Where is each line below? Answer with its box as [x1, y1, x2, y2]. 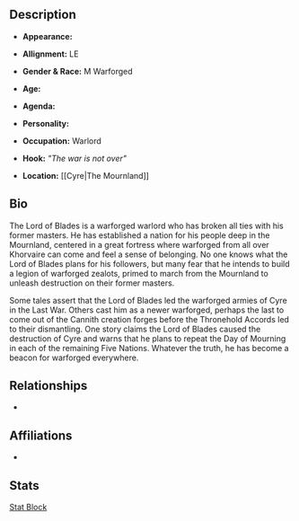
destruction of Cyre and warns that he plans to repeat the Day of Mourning [9, 332, 286, 344]
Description [9, 7, 76, 22]
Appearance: [22, 31, 74, 41]
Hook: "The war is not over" [22, 153, 128, 163]
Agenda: [22, 101, 56, 111]
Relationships [9, 378, 88, 393]
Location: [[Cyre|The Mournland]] [22, 170, 150, 181]
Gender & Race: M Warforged [22, 66, 133, 76]
